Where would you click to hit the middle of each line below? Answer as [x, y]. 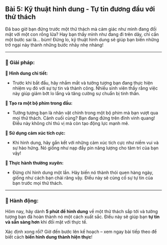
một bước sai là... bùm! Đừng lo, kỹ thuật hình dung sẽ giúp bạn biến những [82, 39]
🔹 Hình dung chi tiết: [27, 73]
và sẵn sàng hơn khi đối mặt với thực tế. [46, 222]
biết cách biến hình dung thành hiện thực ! [49, 237]
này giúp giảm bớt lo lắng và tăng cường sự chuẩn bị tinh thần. [76, 94]
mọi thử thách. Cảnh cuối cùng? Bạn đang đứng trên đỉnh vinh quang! [83, 118]
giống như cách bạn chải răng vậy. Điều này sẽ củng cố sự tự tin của [83, 178]
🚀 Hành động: [22, 201]
